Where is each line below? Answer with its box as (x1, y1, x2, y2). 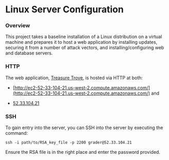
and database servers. (5, 50, 53, 56)
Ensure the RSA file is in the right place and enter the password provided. (5, 149, 161, 155)
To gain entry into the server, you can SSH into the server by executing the (5, 125, 163, 131)
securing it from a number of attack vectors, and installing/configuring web (5, 45, 164, 51)
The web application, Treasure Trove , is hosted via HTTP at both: (5, 75, 143, 81)
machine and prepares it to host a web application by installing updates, (5, 39, 158, 45)
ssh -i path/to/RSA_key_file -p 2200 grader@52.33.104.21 (5, 140, 132, 145)
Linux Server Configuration (5, 4, 124, 15)
